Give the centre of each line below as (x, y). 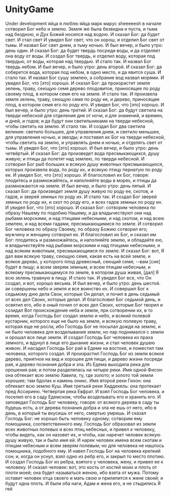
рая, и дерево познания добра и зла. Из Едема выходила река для (77, 364)
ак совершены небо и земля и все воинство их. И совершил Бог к (77, 288)
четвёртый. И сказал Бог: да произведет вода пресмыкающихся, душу (82, 153)
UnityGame (30, 9)
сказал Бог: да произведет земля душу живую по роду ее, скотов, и (79, 191)
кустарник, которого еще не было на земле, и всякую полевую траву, (81, 321)
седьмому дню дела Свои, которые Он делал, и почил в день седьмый (82, 294)
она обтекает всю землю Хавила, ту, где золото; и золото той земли (79, 375)
